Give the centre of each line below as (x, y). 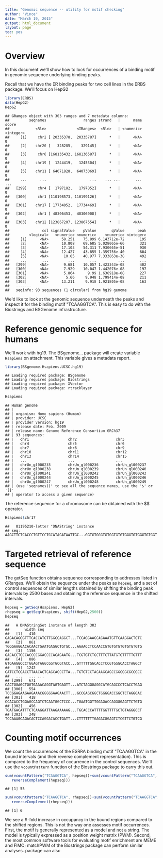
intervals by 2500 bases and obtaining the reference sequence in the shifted (81, 594)
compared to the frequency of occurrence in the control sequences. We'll (79, 761)
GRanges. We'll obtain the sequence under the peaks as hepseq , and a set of (81, 583)
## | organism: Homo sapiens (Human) (43, 414)
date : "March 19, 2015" (29, 18)
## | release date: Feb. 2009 (36, 427)
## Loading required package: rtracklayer (49, 388)
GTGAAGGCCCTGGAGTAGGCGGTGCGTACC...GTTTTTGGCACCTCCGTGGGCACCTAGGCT (73, 663)
